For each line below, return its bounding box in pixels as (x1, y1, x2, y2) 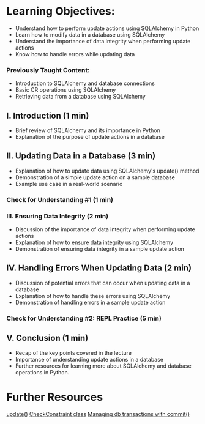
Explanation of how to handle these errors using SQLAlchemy (15, 292, 171, 299)
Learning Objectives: (6, 4, 115, 18)
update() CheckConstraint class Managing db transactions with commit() (6, 410, 190, 417)
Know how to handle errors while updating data (15, 50, 135, 58)
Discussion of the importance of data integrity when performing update (15, 226, 196, 233)
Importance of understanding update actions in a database (15, 355, 164, 363)
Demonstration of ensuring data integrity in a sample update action (15, 245, 185, 253)
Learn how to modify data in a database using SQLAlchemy (15, 31, 165, 38)
